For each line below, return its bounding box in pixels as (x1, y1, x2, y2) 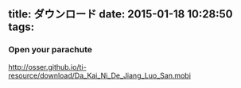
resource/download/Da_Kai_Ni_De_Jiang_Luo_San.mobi (8, 71, 191, 80)
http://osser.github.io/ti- (8, 62, 87, 71)
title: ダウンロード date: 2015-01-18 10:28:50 (8, 7, 233, 21)
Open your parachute (8, 44, 93, 55)
